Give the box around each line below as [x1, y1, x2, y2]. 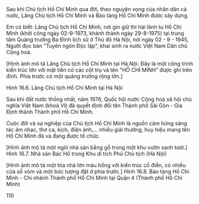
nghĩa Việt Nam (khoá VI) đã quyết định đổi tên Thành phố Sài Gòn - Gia [6, 102, 183, 109]
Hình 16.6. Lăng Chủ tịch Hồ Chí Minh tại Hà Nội [6, 84, 123, 91]
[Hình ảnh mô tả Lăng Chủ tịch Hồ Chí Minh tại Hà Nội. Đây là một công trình [6, 60, 193, 67]
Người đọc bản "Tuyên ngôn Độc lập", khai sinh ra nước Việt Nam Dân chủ [6, 42, 188, 49]
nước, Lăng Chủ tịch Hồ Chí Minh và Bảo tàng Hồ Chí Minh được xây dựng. [6, 12, 189, 19]
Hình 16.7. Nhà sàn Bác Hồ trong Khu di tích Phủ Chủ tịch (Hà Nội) [6, 150, 167, 157]
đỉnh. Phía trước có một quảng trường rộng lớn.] [6, 73, 123, 79]
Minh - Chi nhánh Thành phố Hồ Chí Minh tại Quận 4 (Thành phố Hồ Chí [6, 174, 183, 181]
